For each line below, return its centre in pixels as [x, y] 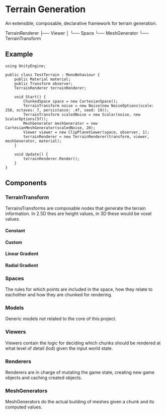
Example [19, 54]
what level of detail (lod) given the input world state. [59, 348]
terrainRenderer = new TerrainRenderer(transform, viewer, [87, 137]
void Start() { [30, 97]
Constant [15, 231]
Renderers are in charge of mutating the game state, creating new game [80, 372]
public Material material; [43, 79]
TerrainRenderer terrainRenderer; [50, 88]
